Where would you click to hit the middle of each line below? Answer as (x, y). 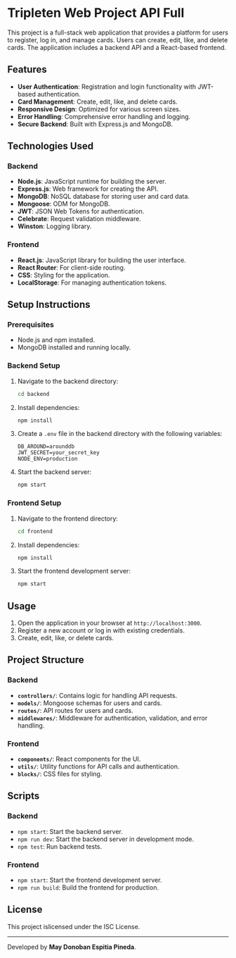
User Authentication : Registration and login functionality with (107, 87)
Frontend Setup (34, 503)
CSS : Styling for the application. (64, 275)
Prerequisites (31, 325)
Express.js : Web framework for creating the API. (88, 189)
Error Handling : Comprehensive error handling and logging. (104, 116)
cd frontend (35, 531)
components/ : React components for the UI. (79, 759)
